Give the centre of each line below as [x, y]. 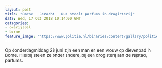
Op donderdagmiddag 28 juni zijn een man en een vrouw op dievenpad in [78, 50]
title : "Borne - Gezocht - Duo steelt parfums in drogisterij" [70, 14]
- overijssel [18, 27]
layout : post [18, 9]
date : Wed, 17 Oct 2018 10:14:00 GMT [43, 18]
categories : [17, 23]
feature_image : [20, 37]
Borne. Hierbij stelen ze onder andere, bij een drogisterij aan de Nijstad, [76, 55]
